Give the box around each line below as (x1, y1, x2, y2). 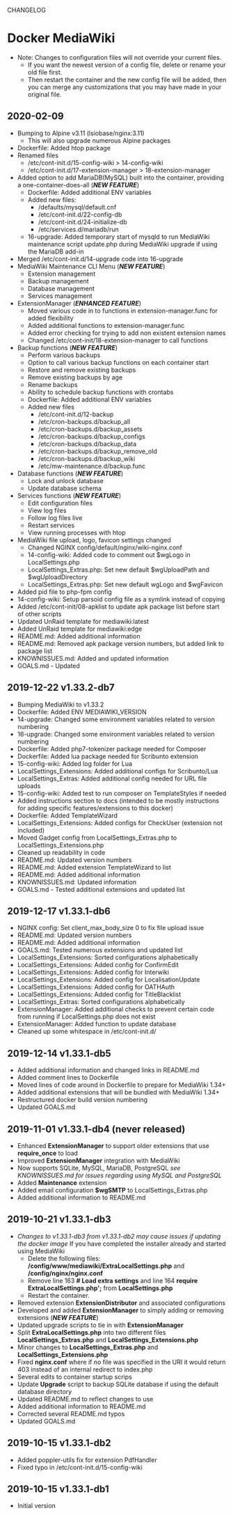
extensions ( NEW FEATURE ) (17, 1313, 99, 1321)
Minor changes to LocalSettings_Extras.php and (17, 1343, 159, 1351)
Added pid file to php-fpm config (17, 588, 113, 596)
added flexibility (27, 313, 74, 322)
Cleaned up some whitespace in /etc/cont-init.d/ (17, 1027, 156, 1036)
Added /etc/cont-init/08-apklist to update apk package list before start (17, 602, 220, 611)
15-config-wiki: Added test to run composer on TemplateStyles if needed (17, 789, 227, 797)
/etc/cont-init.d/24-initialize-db (38, 217, 127, 226)
